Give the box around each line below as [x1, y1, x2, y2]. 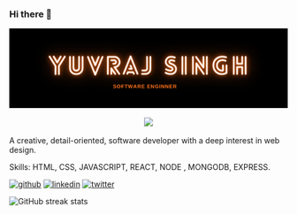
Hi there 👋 [9, 8, 53, 20]
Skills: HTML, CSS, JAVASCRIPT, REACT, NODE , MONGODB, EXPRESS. [9, 162, 271, 173]
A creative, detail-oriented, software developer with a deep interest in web [9, 135, 280, 146]
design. [9, 145, 37, 156]
